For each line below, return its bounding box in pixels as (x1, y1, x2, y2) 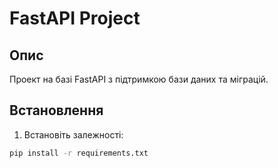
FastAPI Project (9, 7, 141, 30)
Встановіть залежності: (23, 128, 124, 141)
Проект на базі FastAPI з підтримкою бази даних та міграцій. (9, 73, 269, 85)
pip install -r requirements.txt (9, 148, 149, 158)
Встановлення (9, 102, 104, 119)
